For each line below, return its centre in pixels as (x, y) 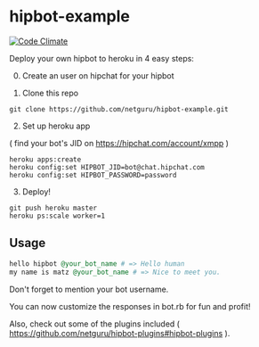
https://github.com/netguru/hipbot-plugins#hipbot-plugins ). (120, 333)
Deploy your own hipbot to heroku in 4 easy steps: (101, 58)
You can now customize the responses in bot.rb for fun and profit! (130, 306)
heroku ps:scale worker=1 (57, 216)
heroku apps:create (45, 159)
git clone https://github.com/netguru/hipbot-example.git (119, 109)
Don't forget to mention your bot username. (89, 289)
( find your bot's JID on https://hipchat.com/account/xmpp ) (119, 143)
